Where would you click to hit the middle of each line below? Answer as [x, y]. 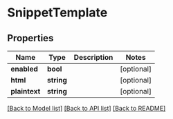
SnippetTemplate [57, 13]
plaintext [26, 91]
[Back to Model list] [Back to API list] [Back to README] [86, 108]
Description [93, 57]
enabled [24, 69]
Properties [30, 38]
